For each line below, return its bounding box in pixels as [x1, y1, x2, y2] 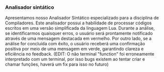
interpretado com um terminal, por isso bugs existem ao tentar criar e [5, 56, 145, 62]
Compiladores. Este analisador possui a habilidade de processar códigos [5, 20, 152, 26]
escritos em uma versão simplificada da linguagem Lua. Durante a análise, [5, 25, 155, 31]
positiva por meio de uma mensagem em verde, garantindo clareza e [5, 46, 144, 52]
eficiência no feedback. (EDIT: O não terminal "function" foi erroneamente [5, 51, 155, 57]
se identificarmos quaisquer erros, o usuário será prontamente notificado [5, 31, 153, 36]
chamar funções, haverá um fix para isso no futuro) [5, 61, 109, 67]
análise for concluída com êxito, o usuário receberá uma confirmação [5, 41, 145, 47]
